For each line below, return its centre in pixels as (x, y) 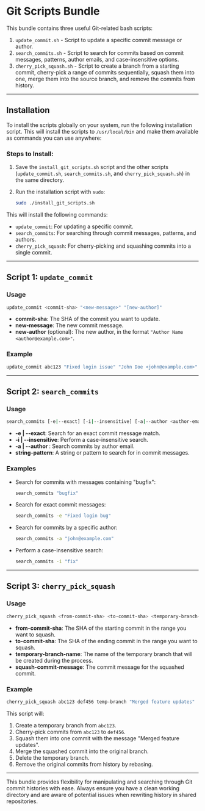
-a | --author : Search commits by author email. (75, 446)
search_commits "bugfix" (47, 493)
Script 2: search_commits (52, 392)
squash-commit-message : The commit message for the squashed (99, 667)
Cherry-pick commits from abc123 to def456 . (70, 732)
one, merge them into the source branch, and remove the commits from (105, 79)
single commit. (34, 252)
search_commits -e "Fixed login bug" (63, 516)
